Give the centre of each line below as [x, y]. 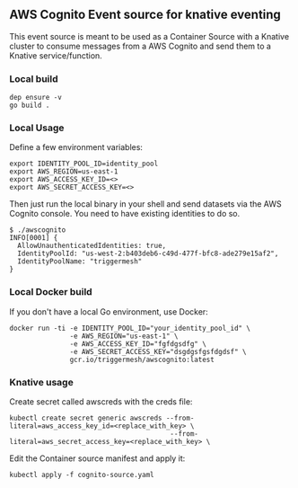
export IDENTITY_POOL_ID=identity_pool [84, 164]
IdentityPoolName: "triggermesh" [80, 262]
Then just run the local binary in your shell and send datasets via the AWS [146, 204]
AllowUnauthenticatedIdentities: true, [92, 246]
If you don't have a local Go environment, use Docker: [109, 311]
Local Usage [37, 128]
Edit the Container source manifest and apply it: [97, 458]
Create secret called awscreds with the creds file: [101, 402]
